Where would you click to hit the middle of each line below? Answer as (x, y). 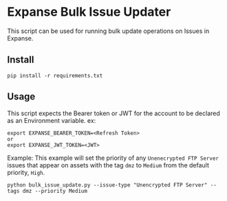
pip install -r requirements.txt (55, 75)
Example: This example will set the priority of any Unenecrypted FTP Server (113, 158)
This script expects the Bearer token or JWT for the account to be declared (113, 113)
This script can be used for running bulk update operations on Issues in (108, 31)
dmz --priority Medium (55, 191)
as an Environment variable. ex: (52, 120)
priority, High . (26, 172)
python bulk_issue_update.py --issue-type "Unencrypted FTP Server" (107, 185)
